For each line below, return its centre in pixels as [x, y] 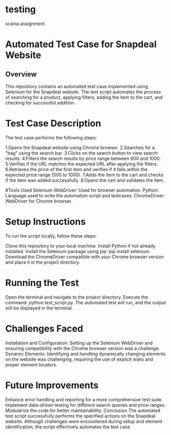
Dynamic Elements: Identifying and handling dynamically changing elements [86, 354]
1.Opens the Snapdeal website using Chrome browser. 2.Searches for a [80, 148]
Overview [21, 74]
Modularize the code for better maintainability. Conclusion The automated [83, 410]
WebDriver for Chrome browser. [39, 201]
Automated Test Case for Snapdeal [81, 44]
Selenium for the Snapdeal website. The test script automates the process [83, 92]
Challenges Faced [44, 328]
